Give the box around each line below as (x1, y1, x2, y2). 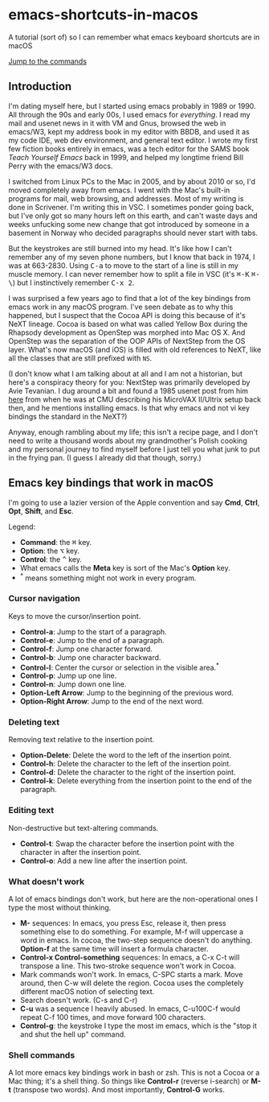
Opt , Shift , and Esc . (8, 506, 74, 516)
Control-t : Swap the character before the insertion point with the (19, 839, 234, 848)
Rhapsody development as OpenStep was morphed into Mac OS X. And (8, 328, 246, 337)
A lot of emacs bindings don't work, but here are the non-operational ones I (8, 894, 259, 904)
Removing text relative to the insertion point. (8, 735, 155, 745)
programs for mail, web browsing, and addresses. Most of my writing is (8, 193, 244, 203)
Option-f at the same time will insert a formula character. (19, 944, 209, 954)
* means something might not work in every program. (19, 572, 197, 583)
